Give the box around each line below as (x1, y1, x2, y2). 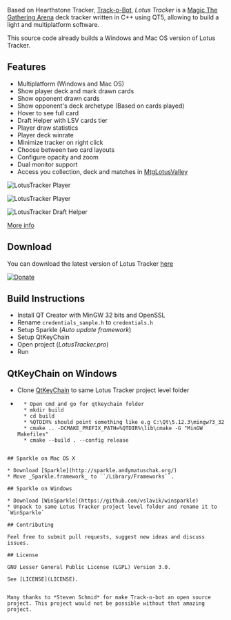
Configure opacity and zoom (17, 153, 99, 161)
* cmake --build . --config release (23, 437, 129, 444)
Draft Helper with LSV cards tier (17, 116, 108, 124)
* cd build (23, 413, 55, 420)
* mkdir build (23, 407, 64, 414)
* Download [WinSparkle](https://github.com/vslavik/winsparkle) (7, 497, 199, 505)
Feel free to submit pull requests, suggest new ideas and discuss (7, 534, 205, 541)
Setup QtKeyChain (17, 333, 70, 341)
